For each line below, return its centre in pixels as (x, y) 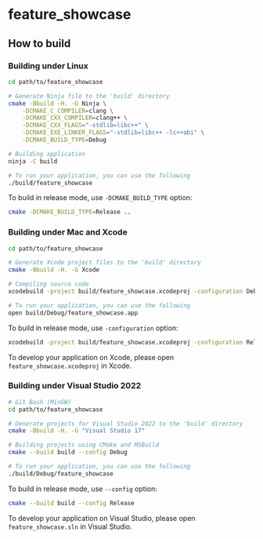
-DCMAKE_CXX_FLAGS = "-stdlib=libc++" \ (85, 126)
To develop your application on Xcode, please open (91, 357)
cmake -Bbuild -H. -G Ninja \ (58, 104)
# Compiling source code (49, 284)
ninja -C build (33, 161)
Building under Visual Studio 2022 (75, 386)
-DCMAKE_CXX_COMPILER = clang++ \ (75, 118)
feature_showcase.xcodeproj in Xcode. (70, 366)
